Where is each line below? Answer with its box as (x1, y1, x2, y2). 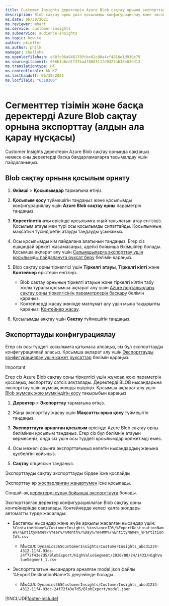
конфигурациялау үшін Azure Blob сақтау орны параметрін (12, 203, 142, 209)
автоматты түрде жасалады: (5, 511, 67, 517)
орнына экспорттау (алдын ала (5, 121, 144, 132)
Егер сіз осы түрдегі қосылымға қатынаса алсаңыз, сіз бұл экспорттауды (5, 344, 163, 350)
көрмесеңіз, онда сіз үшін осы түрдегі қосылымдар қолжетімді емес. (12, 435, 162, 442)
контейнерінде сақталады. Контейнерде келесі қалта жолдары (5, 505, 141, 511)
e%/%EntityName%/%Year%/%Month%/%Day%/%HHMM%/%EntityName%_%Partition (12, 530, 164, 535)
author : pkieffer (5, 40, 42, 45)
